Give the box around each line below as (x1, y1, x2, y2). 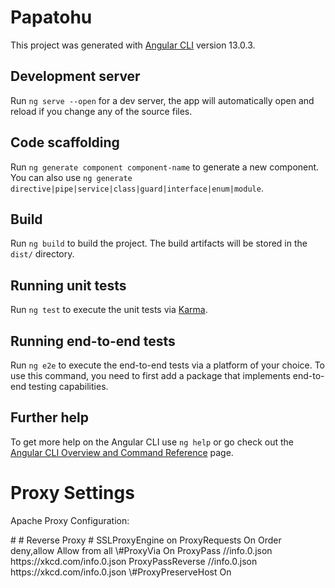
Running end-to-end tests (10, 332, 176, 350)
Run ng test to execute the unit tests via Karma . (10, 304, 208, 316)
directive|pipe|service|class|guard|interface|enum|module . (10, 182, 264, 194)
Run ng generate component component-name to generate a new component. (10, 161, 320, 173)
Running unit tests (10, 277, 127, 294)
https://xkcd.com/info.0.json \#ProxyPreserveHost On (10, 566, 232, 578)
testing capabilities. (28, 381, 109, 392)
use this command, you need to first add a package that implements (10, 370, 291, 381)
